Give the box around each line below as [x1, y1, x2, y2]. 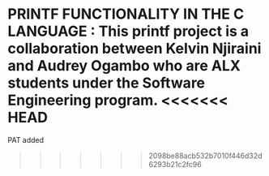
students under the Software [7, 74, 206, 92]
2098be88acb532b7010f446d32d [148, 151, 263, 161]
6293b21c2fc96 [148, 159, 202, 169]
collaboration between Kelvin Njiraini [7, 40, 262, 58]
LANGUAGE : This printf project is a [7, 22, 250, 41]
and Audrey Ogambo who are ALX [7, 57, 241, 75]
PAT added [7, 135, 45, 144]
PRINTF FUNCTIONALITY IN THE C [7, 5, 245, 24]
